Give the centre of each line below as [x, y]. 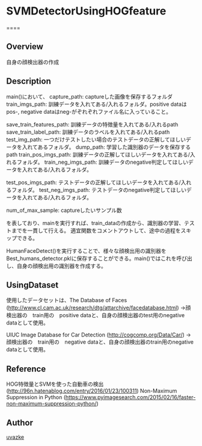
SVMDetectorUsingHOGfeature [86, 11]
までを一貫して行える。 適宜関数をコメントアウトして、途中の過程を [96, 231]
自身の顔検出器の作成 [32, 62]
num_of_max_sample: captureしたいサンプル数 [64, 210]
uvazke [15, 437]
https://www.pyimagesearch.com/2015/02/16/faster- [130, 397]
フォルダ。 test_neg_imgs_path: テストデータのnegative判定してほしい [99, 190]
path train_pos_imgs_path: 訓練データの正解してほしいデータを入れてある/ [98, 154]
